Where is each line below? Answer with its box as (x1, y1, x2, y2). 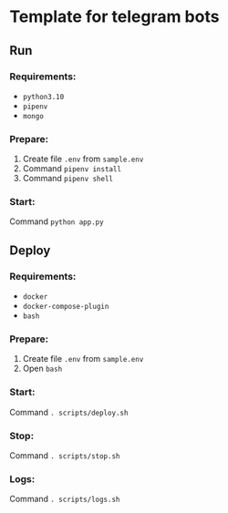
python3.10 (22, 92, 65, 101)
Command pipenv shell (22, 173, 114, 184)
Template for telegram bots (9, 6, 220, 27)
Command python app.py (9, 216, 104, 227)
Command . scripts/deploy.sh (9, 406, 129, 417)
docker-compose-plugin (22, 303, 109, 312)
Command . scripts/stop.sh (9, 450, 120, 461)
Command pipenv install (22, 163, 121, 174)
